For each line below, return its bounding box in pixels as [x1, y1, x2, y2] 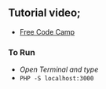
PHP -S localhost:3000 [19, 75, 94, 83]
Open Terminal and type [19, 65, 99, 74]
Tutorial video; [8, 6, 81, 20]
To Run [8, 46, 35, 57]
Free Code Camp [19, 27, 75, 36]
